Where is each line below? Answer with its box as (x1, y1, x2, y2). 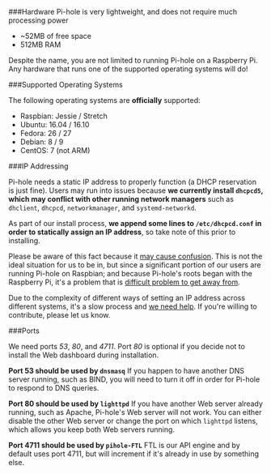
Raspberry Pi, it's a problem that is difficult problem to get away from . (8, 277, 240, 287)
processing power (8, 15, 69, 25)
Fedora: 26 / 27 (19, 129, 72, 138)
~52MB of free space (19, 32, 91, 41)
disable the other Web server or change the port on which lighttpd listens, (8, 416, 258, 425)
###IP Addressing (8, 161, 69, 171)
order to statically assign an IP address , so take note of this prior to (8, 227, 236, 237)
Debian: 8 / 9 (19, 137, 64, 147)
